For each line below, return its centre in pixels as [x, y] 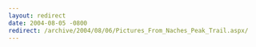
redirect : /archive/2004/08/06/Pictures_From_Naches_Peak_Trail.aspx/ [128, 30]
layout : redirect [37, 16]
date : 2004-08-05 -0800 [48, 23]
